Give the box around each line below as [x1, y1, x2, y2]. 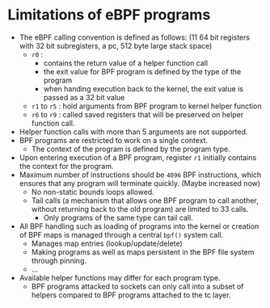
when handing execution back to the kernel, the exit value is [43, 83, 244, 94]
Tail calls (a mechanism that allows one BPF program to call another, [31, 196, 259, 205]
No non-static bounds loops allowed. [31, 187, 154, 196]
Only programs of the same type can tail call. [43, 213, 193, 222]
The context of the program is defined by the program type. [31, 144, 231, 154]
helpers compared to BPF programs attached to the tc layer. [31, 289, 231, 300]
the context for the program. [19, 161, 114, 171]
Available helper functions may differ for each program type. [19, 272, 221, 282]
